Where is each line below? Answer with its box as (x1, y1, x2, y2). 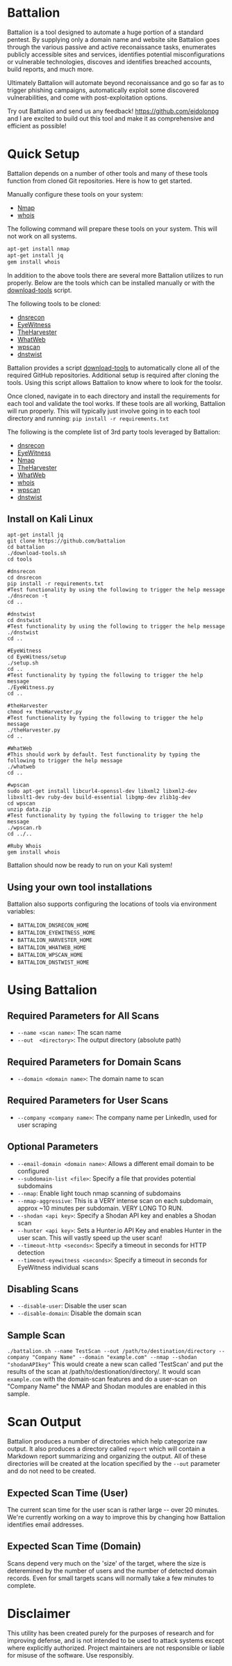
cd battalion (7, 544, 45, 551)
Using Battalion (7, 982, 97, 998)
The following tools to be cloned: (7, 299, 101, 308)
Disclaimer (7, 1605, 71, 1621)
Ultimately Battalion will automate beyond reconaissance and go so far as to (7, 78, 224, 86)
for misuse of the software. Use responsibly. (7, 1651, 134, 1659)
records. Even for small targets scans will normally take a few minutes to (7, 1574, 214, 1582)
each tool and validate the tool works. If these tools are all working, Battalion (7, 399, 226, 407)
